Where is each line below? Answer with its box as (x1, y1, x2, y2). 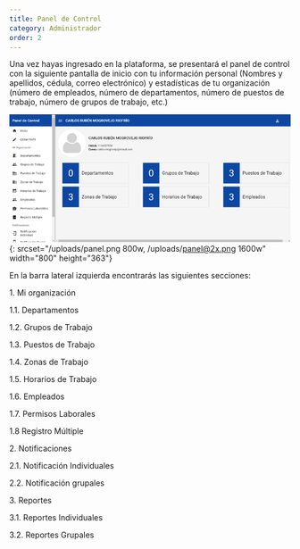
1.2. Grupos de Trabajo (9, 322, 93, 333)
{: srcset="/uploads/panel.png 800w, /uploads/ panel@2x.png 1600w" (9, 244, 266, 254)
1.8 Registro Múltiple (9, 426, 84, 437)
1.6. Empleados (9, 391, 65, 402)
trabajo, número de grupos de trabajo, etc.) (9, 96, 168, 107)
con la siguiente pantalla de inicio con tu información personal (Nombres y (9, 68, 283, 79)
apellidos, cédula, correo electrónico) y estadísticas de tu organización (9, 78, 271, 88)
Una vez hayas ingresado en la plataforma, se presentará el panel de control (9, 59, 290, 70)
